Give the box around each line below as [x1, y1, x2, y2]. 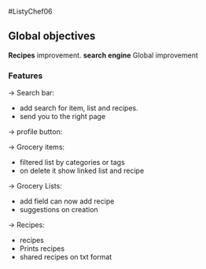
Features [8, 70, 43, 81]
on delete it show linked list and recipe [19, 166, 145, 176]
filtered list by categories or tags [19, 158, 126, 167]
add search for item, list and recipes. [19, 103, 139, 113]
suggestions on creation [19, 205, 98, 215]
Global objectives [8, 29, 96, 43]
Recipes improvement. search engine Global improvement [8, 50, 199, 60]
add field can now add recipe [19, 196, 115, 206]
